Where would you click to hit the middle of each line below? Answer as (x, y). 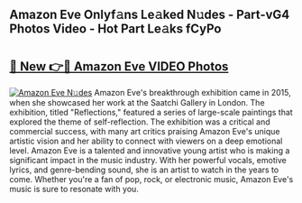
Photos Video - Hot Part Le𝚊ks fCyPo (115, 29)
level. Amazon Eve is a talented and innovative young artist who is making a (150, 151)
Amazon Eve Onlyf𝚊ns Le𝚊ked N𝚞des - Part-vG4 (150, 15)
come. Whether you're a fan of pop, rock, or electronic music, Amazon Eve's (151, 179)
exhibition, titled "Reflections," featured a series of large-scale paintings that (151, 112)
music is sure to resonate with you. (74, 189)
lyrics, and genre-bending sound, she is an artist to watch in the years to (144, 170)
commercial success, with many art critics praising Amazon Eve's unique (145, 131)
